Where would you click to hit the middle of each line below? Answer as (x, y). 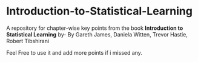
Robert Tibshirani (28, 41)
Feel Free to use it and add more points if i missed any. (74, 52)
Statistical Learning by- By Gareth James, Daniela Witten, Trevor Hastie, (97, 34)
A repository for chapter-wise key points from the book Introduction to (95, 28)
